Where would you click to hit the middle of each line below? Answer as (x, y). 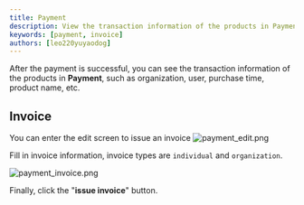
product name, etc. (45, 88)
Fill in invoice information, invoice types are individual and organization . (146, 155)
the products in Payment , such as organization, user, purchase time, (137, 79)
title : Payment (38, 18)
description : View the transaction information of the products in (139, 26)
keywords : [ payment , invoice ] (66, 34)
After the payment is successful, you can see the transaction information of (150, 69)
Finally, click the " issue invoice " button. (84, 191)
